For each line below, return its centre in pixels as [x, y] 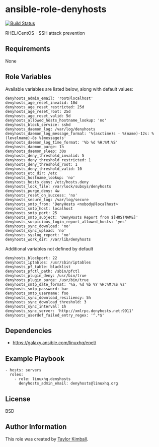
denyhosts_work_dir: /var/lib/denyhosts [48, 239]
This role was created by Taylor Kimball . [47, 439]
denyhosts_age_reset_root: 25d [38, 111]
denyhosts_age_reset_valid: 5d [38, 116]
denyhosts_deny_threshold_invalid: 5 [45, 155]
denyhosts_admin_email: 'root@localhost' [49, 98]
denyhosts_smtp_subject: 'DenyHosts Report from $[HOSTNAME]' [72, 217]
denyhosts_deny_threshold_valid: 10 [44, 169]
